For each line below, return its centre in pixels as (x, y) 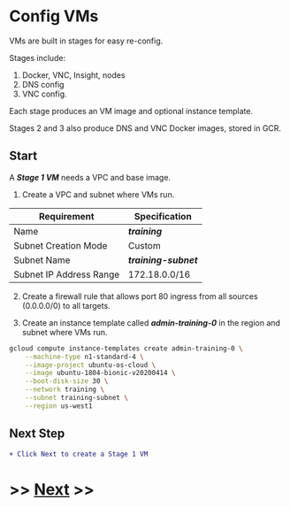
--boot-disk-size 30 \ (67, 381)
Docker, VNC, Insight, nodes (73, 75)
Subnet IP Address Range (67, 274)
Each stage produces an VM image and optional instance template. (131, 111)
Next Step (37, 434)
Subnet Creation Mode (61, 245)
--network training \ (65, 390)
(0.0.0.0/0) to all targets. (66, 305)
